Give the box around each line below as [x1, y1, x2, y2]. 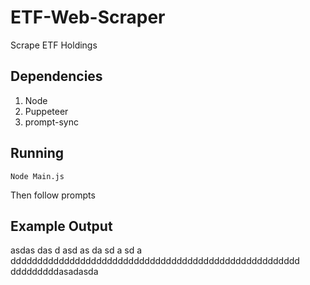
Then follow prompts [10, 189, 96, 201]
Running [10, 145, 65, 162]
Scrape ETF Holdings [10, 39, 98, 51]
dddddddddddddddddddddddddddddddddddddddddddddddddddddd [10, 255, 300, 267]
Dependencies [10, 68, 103, 85]
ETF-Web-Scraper [10, 6, 166, 29]
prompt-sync [24, 116, 79, 128]
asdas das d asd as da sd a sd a [10, 244, 143, 256]
